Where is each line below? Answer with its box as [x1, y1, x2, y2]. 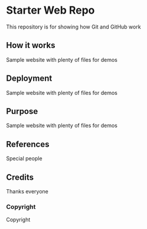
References [6, 139, 50, 149]
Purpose [6, 106, 38, 116]
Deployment [6, 74, 53, 84]
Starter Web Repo [6, 4, 95, 17]
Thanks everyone [6, 188, 49, 195]
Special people [6, 155, 43, 162]
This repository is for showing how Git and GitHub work [6, 23, 141, 30]
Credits [6, 172, 34, 182]
